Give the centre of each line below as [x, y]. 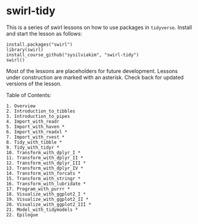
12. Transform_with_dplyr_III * [46, 163]
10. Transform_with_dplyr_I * [44, 152]
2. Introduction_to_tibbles [41, 111]
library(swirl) [25, 49]
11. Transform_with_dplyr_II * [45, 158]
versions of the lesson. [34, 84]
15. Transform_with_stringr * [44, 178]
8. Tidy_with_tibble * [34, 142]
